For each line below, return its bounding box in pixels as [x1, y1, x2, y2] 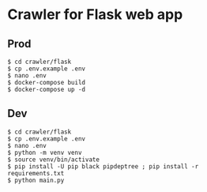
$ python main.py [7, 176, 65, 184]
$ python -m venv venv [7, 149, 82, 156]
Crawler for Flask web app [7, 6, 183, 24]
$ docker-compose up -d [7, 85, 86, 93]
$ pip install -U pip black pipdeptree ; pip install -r [7, 162, 199, 171]
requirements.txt [7, 169, 65, 177]
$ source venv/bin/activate [7, 156, 100, 164]
